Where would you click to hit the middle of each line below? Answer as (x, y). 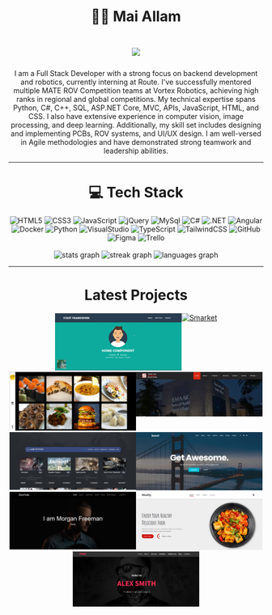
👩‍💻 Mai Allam (136, 17)
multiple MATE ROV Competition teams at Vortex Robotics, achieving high (136, 90)
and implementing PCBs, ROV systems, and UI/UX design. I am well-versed (136, 134)
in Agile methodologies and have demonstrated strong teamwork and (136, 142)
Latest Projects (136, 295)
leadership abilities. (136, 151)
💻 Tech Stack (136, 193)
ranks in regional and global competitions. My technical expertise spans (136, 99)
